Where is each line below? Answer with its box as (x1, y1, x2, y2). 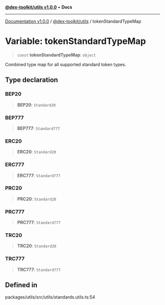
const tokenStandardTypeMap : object (17, 52, 96, 58)
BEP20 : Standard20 (17, 102, 56, 108)
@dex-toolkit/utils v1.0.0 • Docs (5, 4, 73, 10)
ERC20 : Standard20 (17, 149, 56, 155)
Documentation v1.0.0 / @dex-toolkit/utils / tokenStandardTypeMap (5, 18, 141, 24)
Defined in (5, 281, 38, 289)
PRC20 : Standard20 (17, 196, 56, 202)
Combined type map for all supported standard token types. (5, 61, 127, 67)
